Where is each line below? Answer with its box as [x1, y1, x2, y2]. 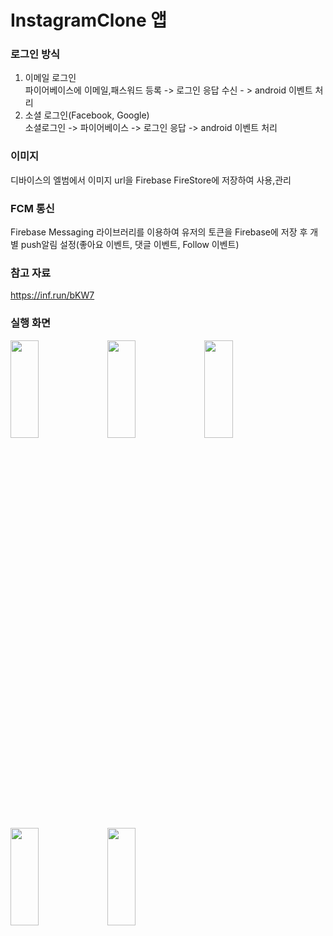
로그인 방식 [10, 47, 61, 61]
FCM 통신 [10, 201, 55, 215]
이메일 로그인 [24, 72, 77, 84]
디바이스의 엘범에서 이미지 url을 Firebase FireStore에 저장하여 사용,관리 [10, 174, 292, 186]
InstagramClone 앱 [10, 9, 168, 32]
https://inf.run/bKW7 [10, 289, 95, 301]
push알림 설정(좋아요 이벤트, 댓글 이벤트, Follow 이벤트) [20, 239, 240, 251]
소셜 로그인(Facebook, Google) [24, 109, 150, 121]
